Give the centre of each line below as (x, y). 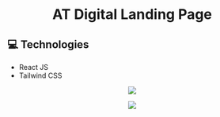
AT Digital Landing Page (132, 15)
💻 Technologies (48, 44)
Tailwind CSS (40, 75)
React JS (34, 67)
